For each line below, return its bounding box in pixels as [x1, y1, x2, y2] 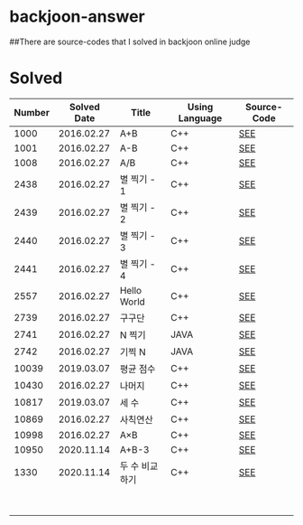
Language [178, 111, 223, 124]
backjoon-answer [9, 6, 146, 27]
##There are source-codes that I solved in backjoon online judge [9, 36, 251, 47]
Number [14, 106, 50, 118]
